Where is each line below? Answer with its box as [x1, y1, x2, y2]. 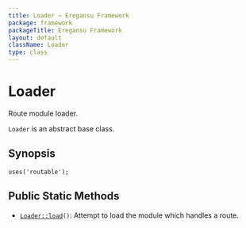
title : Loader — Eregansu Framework [8, 11, 129, 20]
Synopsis [8, 147, 56, 161]
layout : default [8, 33, 62, 42]
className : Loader [8, 41, 69, 49]
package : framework [8, 19, 73, 27]
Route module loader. [8, 108, 78, 118]
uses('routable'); [8, 168, 69, 176]
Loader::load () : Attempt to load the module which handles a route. [19, 211, 240, 220]
